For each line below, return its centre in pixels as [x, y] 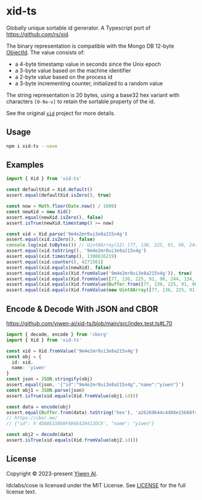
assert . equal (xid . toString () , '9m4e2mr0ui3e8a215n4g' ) [76, 251]
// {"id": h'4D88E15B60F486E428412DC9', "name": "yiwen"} [80, 424]
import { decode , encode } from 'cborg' [58, 335]
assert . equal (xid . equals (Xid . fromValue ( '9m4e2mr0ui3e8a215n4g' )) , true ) [99, 273]
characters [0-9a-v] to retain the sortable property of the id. [81, 101]
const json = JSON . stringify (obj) [50, 379]
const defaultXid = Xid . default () [50, 190]
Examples [25, 165]
